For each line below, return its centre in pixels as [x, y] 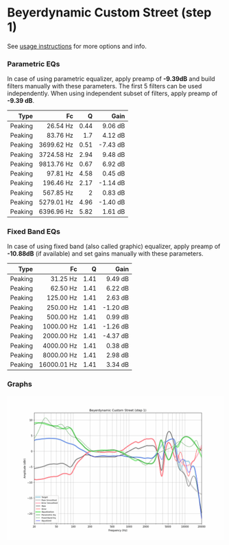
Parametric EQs [34, 64]
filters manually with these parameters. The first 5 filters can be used [105, 86]
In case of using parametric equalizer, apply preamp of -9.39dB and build [111, 79]
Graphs [20, 384]
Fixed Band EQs [34, 231]
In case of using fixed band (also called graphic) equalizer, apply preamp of [114, 246]
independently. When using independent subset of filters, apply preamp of [112, 93]
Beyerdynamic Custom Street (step [109, 13]
